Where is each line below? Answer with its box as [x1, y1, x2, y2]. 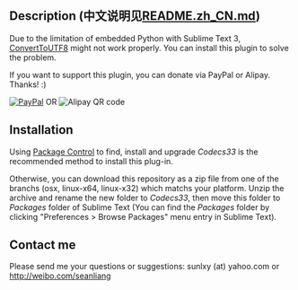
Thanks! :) [9, 79, 47, 90]
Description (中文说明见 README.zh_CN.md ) [9, 8, 260, 24]
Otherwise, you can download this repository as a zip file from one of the [9, 173, 280, 184]
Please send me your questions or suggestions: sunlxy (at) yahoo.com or [9, 261, 280, 272]
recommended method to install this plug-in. [9, 155, 173, 166]
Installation [9, 122, 74, 137]
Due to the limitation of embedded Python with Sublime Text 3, [9, 32, 241, 43]
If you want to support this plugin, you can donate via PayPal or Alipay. [9, 69, 271, 80]
